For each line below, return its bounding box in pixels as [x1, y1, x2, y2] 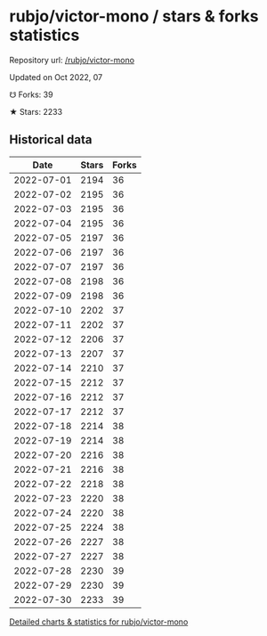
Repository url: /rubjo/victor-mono [9, 54, 135, 65]
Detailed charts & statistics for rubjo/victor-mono [9, 616, 189, 627]
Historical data [9, 132, 93, 148]
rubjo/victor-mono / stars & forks [9, 6, 260, 27]
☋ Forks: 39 [9, 89, 53, 100]
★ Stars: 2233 [9, 106, 63, 117]
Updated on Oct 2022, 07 [9, 71, 103, 82]
